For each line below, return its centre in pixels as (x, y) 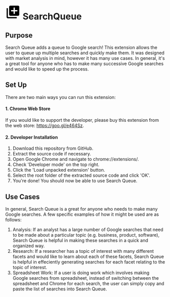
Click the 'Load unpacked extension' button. (59, 170)
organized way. (28, 246)
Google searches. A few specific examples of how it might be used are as (82, 214)
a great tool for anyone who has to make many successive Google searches (84, 63)
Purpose (19, 35)
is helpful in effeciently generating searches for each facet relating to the (89, 262)
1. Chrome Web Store (28, 109)
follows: (13, 220)
